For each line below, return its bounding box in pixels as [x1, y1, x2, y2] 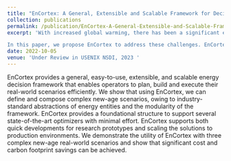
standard [7, 102, 33, 110]
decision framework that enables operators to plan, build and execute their [7, 80, 219, 88]
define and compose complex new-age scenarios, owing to [7, 95, 175, 103]
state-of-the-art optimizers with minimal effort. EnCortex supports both [7, 116, 209, 125]
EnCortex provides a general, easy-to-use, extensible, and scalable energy [7, 73, 219, 81]
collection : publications [7, 16, 81, 23]
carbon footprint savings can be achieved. [7, 145, 127, 154]
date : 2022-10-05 [7, 48, 57, 55]
